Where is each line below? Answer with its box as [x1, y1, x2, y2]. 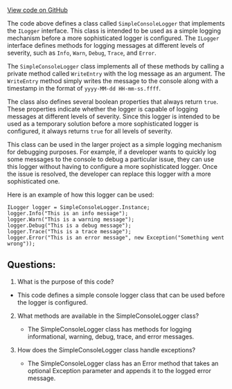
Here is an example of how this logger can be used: [7, 190, 154, 199]
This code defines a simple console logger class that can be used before [17, 291, 225, 299]
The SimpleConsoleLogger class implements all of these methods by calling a [7, 62, 224, 70]
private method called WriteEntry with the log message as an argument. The [7, 69, 226, 78]
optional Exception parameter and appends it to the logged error [27, 366, 211, 374]
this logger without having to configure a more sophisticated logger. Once [7, 163, 218, 170]
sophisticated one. [7, 177, 60, 186]
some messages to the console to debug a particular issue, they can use [7, 155, 215, 163]
